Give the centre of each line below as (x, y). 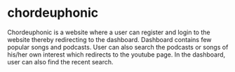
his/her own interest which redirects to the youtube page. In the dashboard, (116, 55)
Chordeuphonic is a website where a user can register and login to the (109, 32)
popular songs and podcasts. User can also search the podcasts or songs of (118, 47)
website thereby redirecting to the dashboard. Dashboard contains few (109, 39)
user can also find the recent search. (60, 62)
